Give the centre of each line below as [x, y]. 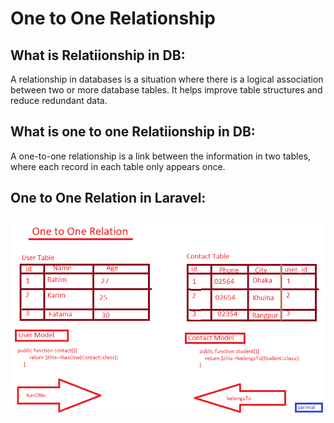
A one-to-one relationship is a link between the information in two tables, [160, 156]
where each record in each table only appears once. [118, 166]
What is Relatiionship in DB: [98, 55]
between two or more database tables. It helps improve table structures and [166, 90]
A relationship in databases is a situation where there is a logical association [167, 79]
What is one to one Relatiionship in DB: [133, 132]
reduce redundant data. [59, 100]
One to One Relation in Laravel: [108, 198]
